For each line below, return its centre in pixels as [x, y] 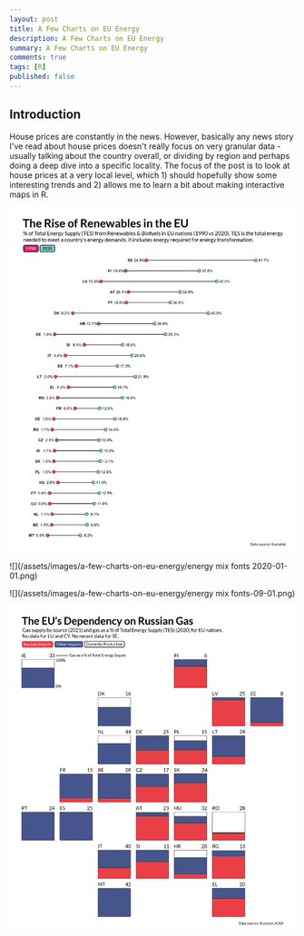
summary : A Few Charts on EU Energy [78, 48]
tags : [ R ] [28, 67]
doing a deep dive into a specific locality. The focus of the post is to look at [150, 165]
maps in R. [29, 194]
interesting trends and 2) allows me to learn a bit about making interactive [147, 184]
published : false [42, 77]
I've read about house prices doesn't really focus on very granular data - [145, 146]
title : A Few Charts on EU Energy [75, 29]
